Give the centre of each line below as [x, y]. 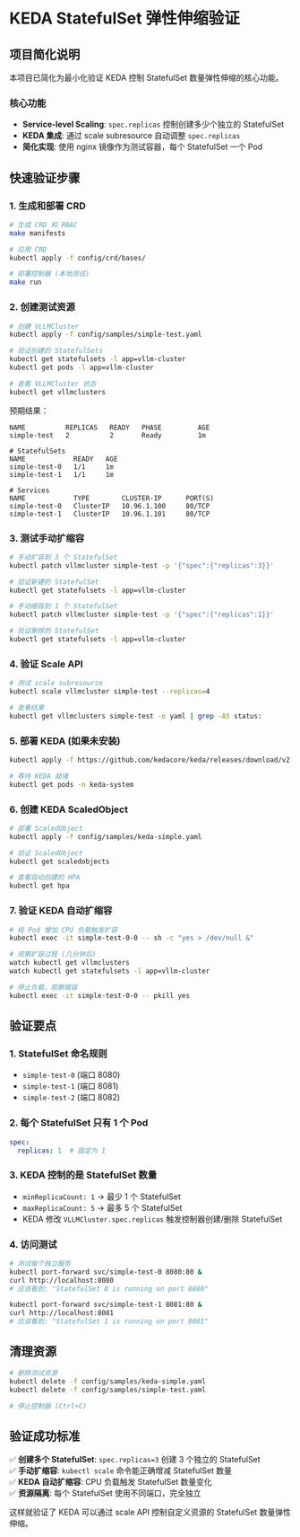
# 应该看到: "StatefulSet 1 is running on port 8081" [109, 1321]
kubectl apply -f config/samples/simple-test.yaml [106, 335]
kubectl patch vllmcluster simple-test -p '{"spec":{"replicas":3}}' [142, 565]
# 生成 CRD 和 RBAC [43, 225]
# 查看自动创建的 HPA [45, 878]
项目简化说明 [45, 54]
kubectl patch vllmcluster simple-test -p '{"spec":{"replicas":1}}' [142, 615]
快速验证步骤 [45, 177]
